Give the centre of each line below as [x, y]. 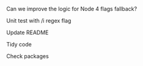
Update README [28, 32]
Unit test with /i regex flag [39, 20]
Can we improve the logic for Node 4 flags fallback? [72, 9]
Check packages [28, 56]
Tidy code [19, 44]
